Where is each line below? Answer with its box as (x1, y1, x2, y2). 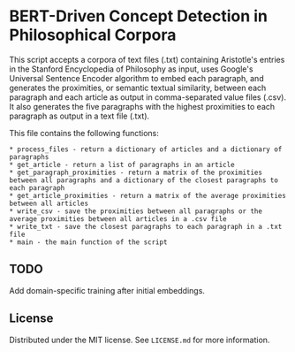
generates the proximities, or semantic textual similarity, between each (9, 82, 267, 93)
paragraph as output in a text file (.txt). (9, 111, 150, 121)
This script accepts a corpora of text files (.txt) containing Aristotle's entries (9, 54, 285, 65)
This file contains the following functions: (9, 127, 159, 138)
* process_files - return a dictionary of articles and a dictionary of (9, 144, 283, 154)
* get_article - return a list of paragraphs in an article (9, 160, 236, 169)
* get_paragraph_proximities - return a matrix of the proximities (9, 168, 263, 177)
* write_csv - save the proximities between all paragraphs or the (9, 206, 263, 216)
